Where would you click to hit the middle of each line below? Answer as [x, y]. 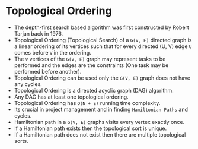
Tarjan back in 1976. [39, 33]
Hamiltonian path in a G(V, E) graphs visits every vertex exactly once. [99, 122]
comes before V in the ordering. [52, 52]
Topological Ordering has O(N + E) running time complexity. [87, 103]
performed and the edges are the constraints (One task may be [91, 65]
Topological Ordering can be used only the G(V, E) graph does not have [102, 78]
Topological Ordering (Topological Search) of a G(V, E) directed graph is [103, 40]
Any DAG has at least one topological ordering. [71, 97]
